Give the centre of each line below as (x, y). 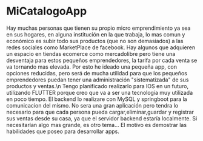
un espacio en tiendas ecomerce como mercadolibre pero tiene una (91, 53)
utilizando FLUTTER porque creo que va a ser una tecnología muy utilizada (100, 92)
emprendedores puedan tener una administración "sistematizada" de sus (98, 80)
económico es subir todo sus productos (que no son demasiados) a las (95, 41)
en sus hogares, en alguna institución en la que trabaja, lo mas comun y (96, 34)
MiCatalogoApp (47, 11)
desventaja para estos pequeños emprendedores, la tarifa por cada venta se (102, 60)
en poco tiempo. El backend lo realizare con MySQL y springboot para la (97, 99)
